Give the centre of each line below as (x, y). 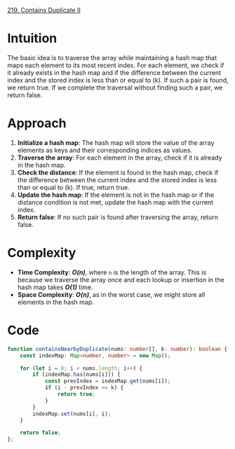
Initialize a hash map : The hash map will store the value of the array (116, 142)
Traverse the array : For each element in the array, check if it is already (120, 158)
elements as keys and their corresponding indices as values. (105, 150)
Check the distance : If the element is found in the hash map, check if (118, 172)
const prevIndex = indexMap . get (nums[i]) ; (108, 381)
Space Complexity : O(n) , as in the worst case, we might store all (111, 294)
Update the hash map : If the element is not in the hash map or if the (116, 195)
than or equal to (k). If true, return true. (73, 187)
